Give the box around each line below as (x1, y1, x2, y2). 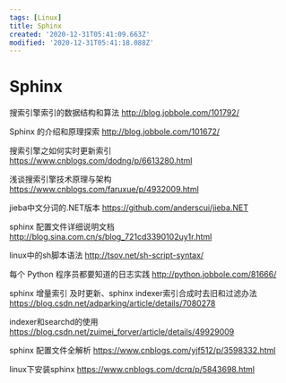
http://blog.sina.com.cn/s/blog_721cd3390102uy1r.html (9, 232, 212, 243)
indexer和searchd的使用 (9, 317, 99, 328)
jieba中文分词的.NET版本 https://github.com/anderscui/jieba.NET (9, 202, 249, 213)
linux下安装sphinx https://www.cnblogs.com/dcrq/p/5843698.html (9, 364, 256, 375)
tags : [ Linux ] (9, 13, 63, 22)
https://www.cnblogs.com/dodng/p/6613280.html (9, 156, 193, 166)
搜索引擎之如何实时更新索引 (9, 145, 112, 157)
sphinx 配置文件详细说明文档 (9, 221, 115, 233)
